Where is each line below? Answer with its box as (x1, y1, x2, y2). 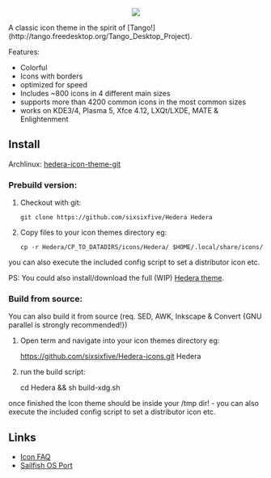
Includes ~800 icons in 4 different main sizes (19, 89, 171, 98)
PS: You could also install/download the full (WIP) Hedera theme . (8, 273, 225, 283)
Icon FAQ (19, 452, 51, 462)
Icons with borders (19, 71, 83, 81)
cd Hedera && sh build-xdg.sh (19, 383, 121, 392)
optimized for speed (19, 80, 87, 89)
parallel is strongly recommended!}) (8, 320, 128, 330)
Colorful (19, 63, 48, 72)
